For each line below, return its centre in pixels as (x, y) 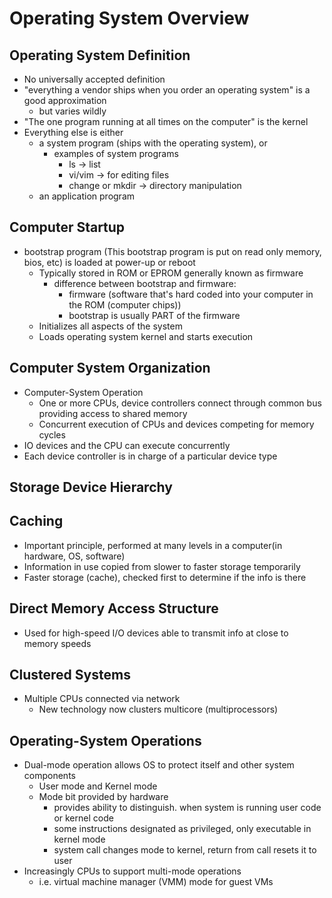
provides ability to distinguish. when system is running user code (187, 808)
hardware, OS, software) (74, 556)
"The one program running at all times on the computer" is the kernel (166, 121)
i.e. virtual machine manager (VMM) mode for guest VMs (156, 882)
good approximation (65, 100)
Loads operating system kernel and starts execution (146, 336)
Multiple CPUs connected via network (102, 699)
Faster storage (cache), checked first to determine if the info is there (165, 577)
